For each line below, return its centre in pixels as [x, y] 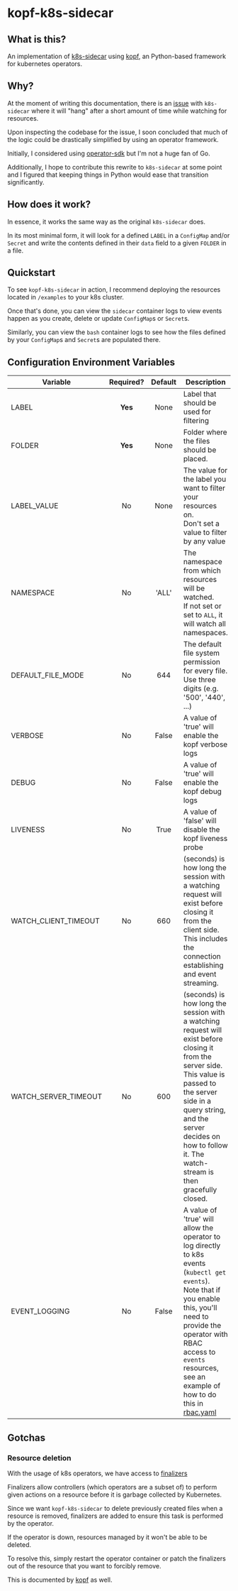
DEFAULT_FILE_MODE [47, 676]
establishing [204, 965]
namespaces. [205, 633]
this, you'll [200, 1308]
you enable [202, 1299]
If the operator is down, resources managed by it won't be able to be [107, 1537]
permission [202, 662]
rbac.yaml [200, 1412]
